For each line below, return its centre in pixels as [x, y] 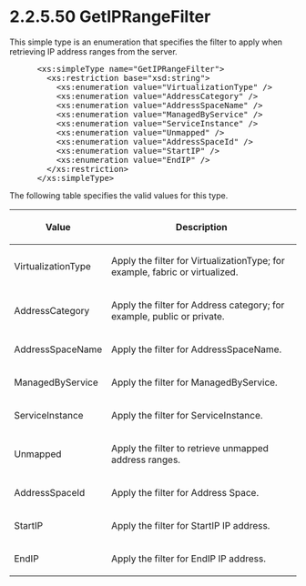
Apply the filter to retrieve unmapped [189, 448]
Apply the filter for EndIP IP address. [189, 559]
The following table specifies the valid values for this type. [119, 195]
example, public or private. [168, 316]
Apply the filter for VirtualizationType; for [198, 260]
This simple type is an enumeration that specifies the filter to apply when [146, 42]
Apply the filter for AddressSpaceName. [196, 349]
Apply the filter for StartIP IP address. [190, 525]
